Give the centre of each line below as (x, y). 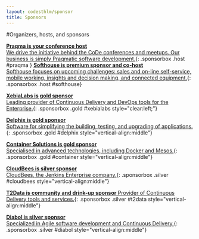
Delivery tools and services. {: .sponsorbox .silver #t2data (77, 199)
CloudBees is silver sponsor (42, 168)
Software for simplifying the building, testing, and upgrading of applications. (99, 126)
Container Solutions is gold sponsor (52, 144)
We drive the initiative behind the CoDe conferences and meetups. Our (93, 52)
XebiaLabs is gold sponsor (40, 96)
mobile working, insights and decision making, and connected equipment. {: (99, 78)
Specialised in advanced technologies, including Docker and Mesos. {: (92, 151)
